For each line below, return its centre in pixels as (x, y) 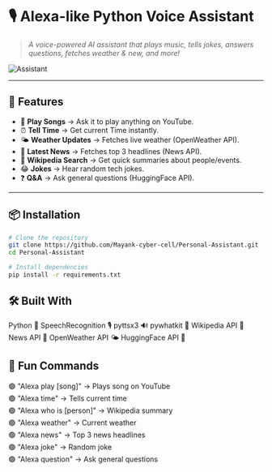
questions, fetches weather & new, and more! (104, 53)
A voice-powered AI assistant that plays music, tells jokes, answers (141, 44)
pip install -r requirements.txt (65, 275)
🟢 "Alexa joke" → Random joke (60, 447)
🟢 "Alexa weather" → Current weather (72, 423)
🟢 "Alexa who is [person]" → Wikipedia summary (91, 410)
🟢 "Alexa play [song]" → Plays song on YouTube (89, 386)
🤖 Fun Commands (54, 366)
